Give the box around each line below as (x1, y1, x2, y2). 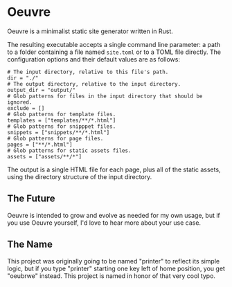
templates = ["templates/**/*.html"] (7, 117, 116, 124)
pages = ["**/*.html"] (7, 141, 73, 148)
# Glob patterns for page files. (7, 135, 104, 142)
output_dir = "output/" (7, 86, 76, 93)
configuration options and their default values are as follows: (7, 55, 180, 63)
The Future (7, 193, 55, 205)
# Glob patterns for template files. (7, 111, 116, 118)
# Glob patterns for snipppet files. (7, 122, 116, 130)
